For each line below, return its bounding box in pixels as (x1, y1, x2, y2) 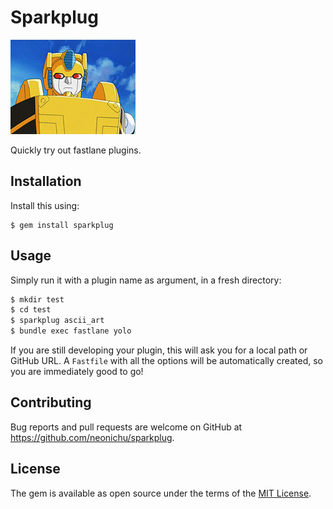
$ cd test (10, 305, 52, 315)
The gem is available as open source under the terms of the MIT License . (10, 487, 312, 499)
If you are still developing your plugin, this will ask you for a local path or (10, 344, 308, 356)
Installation (10, 173, 82, 190)
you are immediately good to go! (10, 366, 144, 378)
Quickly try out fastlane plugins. (10, 144, 142, 156)
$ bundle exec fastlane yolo (10, 326, 132, 336)
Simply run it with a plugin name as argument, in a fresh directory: (10, 274, 282, 286)
